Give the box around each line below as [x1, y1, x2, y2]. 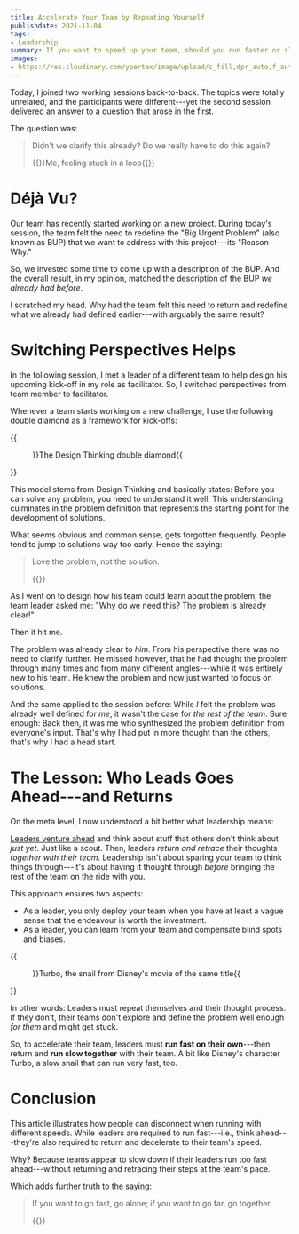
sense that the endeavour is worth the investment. [22, 914, 207, 925]
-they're [10, 1136, 40, 1147]
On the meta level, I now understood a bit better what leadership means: [10, 816, 274, 826]
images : [10, 54, 39, 63]
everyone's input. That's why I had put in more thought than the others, [10, 727, 271, 737]
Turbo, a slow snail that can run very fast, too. [10, 1057, 178, 1068]
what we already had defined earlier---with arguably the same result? [10, 308, 264, 320]
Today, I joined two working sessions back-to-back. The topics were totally [10, 86, 285, 98]
